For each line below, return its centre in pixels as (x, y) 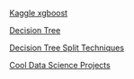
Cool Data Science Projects (60, 65)
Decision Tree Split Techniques (67, 48)
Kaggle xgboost (39, 13)
